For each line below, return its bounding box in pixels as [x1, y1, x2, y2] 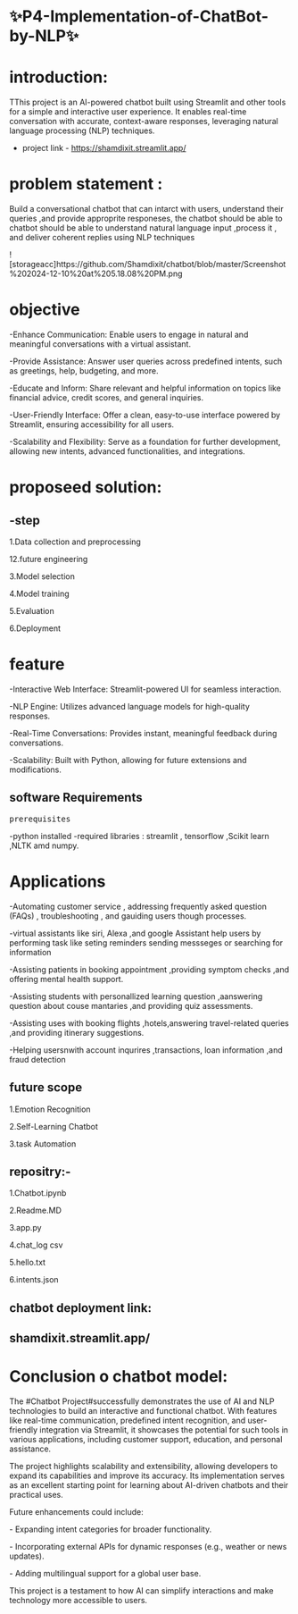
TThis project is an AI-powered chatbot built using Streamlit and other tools [9, 97, 286, 108]
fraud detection [9, 1054, 67, 1064]
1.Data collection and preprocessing [9, 536, 141, 547]
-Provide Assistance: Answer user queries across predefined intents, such [9, 356, 283, 366]
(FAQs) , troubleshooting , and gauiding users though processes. [9, 910, 247, 921]
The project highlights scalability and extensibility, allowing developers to [9, 1461, 278, 1472]
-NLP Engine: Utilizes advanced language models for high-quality [9, 701, 250, 711]
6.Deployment [9, 623, 61, 634]
